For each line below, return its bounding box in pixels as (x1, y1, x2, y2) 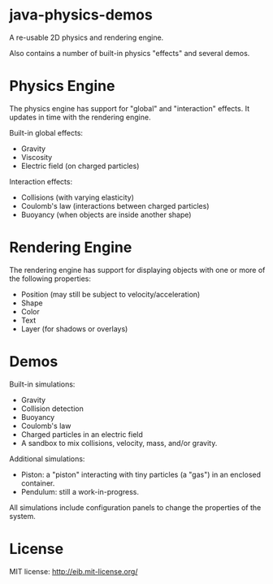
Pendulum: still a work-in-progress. (20, 487, 140, 496)
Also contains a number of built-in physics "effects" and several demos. (9, 48, 250, 58)
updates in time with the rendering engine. (9, 112, 151, 122)
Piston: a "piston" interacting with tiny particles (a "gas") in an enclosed (20, 469, 262, 479)
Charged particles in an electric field (20, 429, 143, 439)
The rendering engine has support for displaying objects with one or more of (9, 265, 266, 275)
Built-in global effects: (9, 128, 84, 137)
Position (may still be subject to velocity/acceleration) (20, 289, 201, 299)
